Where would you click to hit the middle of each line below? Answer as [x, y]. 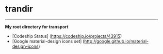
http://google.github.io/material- [116, 41]
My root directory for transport [37, 27]
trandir [19, 9]
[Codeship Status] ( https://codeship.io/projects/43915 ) [67, 36]
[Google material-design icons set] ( [48, 41]
